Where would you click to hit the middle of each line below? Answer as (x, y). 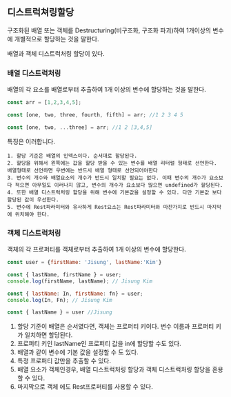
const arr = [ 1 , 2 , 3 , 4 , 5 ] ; (44, 103)
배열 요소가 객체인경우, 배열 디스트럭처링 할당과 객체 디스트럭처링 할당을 (114, 369)
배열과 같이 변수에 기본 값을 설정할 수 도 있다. (78, 352)
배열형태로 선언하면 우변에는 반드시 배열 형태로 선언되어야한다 (83, 170)
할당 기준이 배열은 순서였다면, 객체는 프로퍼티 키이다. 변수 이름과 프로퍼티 (115, 327)
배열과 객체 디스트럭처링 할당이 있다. (56, 53)
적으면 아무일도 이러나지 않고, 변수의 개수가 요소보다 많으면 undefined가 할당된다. (119, 185)
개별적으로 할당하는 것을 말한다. (57, 39)
